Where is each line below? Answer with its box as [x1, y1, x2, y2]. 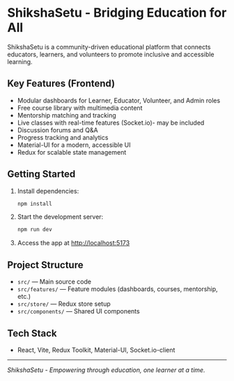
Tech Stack [7, 327, 57, 339]
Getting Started [7, 169, 76, 180]
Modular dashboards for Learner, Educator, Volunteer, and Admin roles [17, 96, 221, 104]
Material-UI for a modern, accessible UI [17, 141, 131, 149]
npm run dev [17, 226, 52, 233]
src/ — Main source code [17, 277, 92, 286]
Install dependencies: [17, 187, 79, 195]
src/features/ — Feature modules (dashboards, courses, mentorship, [17, 285, 218, 293]
